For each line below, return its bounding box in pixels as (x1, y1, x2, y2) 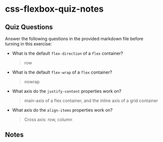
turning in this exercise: (5, 41, 52, 47)
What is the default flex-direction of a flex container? (12, 50, 123, 56)
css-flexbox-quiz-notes (5, 3, 104, 15)
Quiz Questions (5, 23, 53, 31)
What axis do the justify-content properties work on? (12, 88, 122, 94)
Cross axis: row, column (24, 117, 72, 122)
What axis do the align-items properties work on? (12, 107, 113, 113)
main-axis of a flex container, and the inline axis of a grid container (24, 98, 158, 103)
